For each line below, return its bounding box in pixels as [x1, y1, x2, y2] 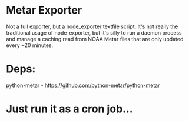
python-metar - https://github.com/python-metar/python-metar [6, 82, 160, 89]
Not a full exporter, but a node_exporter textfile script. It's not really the [6, 23, 178, 30]
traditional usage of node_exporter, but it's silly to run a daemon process [6, 29, 182, 36]
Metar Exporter [6, 4, 82, 17]
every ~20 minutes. [6, 42, 54, 49]
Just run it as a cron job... [6, 102, 134, 116]
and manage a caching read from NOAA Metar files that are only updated [6, 35, 184, 42]
